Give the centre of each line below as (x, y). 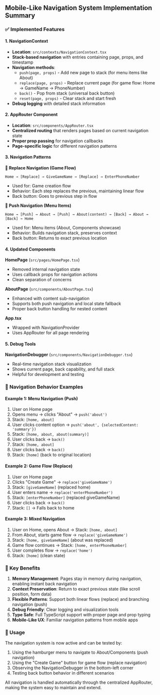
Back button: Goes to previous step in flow (55, 196)
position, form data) (32, 594)
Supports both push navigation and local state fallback (66, 304)
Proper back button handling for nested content (60, 309)
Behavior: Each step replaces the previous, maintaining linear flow (78, 191)
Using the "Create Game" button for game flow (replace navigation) (79, 663)
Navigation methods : (34, 67)
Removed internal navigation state (46, 270)
